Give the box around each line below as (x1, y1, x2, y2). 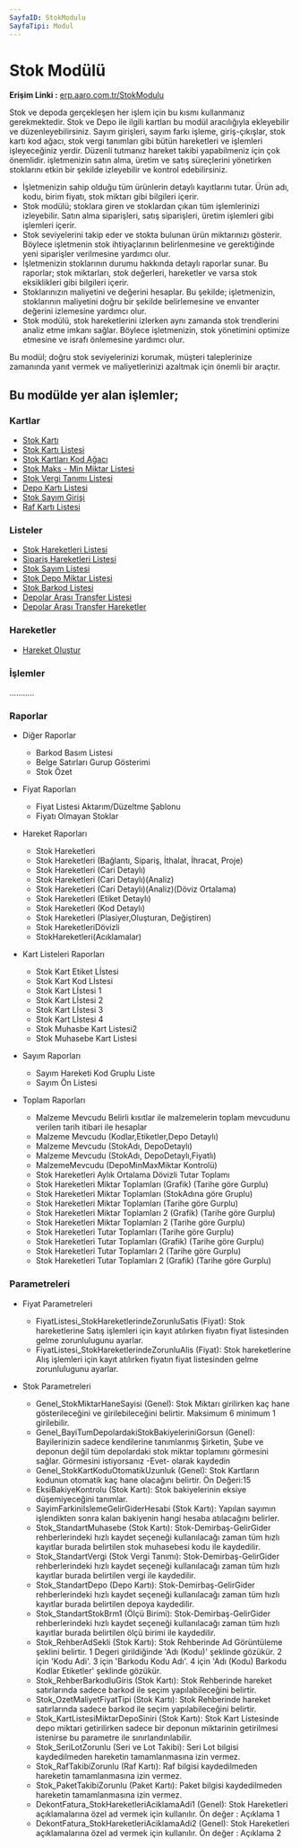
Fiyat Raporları (21, 784, 76, 795)
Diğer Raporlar (21, 730, 77, 741)
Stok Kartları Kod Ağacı (21, 454, 108, 465)
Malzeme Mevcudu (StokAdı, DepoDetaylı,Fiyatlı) (35, 1150, 217, 1161)
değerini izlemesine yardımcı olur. (21, 306, 147, 317)
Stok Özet (35, 767, 73, 778)
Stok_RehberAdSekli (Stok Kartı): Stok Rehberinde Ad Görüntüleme (35, 1636, 283, 1648)
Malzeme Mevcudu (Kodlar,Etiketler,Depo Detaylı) (35, 1131, 219, 1142)
